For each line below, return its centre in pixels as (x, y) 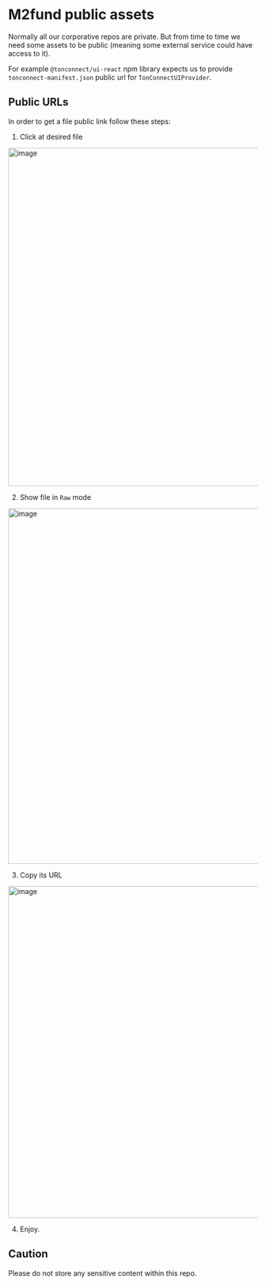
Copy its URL (41, 875)
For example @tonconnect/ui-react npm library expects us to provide (121, 68)
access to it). (29, 53)
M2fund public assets (82, 15)
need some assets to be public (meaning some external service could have (131, 44)
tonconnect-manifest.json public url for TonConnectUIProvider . (110, 77)
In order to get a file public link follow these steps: (90, 121)
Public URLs (38, 102)
